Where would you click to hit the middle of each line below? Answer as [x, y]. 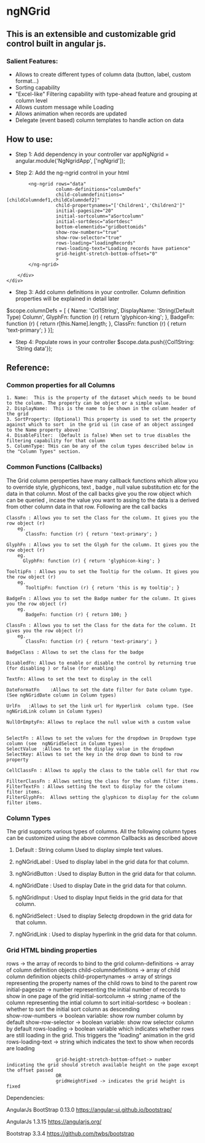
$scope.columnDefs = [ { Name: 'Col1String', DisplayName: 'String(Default [100, 310]
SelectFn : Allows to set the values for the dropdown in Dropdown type [101, 738]
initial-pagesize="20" [85, 211]
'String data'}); [34, 348]
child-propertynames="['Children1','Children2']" [120, 205]
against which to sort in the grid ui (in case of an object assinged [100, 425]
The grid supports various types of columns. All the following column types [101, 831]
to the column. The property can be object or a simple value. [89, 404]
